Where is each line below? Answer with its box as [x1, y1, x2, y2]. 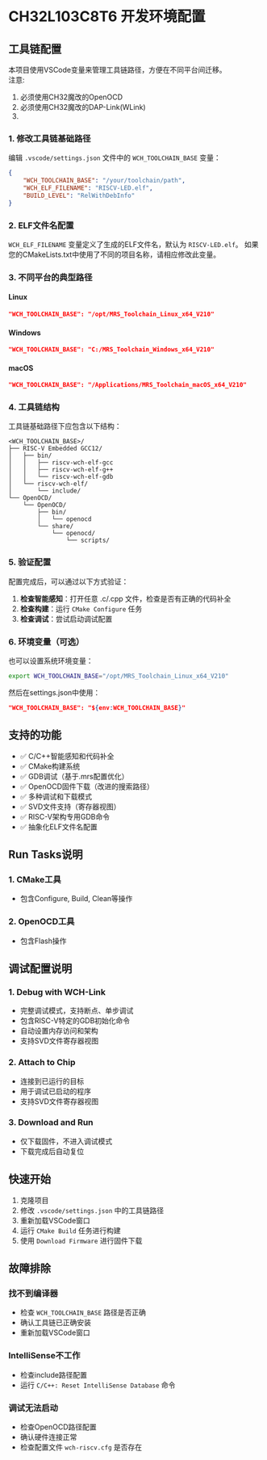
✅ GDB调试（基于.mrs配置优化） [19, 771, 129, 781]
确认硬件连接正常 [19, 1432, 77, 1441]
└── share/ [37, 522, 74, 531]
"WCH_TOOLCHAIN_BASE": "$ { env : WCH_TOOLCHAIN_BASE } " [8, 703, 186, 711]
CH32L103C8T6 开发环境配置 [8, 7, 206, 26]
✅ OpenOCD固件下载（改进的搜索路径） [19, 781, 155, 791]
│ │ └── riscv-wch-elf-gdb [8, 473, 114, 481]
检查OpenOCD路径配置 [19, 1422, 97, 1432]
